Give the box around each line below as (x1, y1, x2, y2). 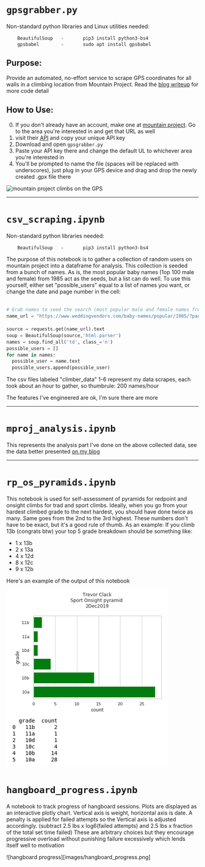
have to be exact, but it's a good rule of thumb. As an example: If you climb (6, 521, 195, 528)
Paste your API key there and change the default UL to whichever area (15, 147, 192, 154)
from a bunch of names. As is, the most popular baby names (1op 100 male (6, 268, 195, 275)
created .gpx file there (15, 173, 71, 180)
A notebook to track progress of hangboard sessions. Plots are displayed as (6, 802, 197, 810)
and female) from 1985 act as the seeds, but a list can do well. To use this (6, 275, 191, 282)
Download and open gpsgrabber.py (15, 140, 104, 148)
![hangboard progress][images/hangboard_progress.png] (6, 853, 151, 860)
